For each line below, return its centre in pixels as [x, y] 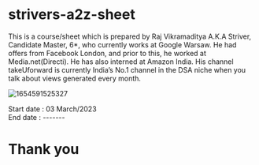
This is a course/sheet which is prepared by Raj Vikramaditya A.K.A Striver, [130, 36]
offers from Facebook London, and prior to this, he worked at [107, 53]
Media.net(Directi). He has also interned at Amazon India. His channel [121, 62]
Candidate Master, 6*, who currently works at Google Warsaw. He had [122, 44]
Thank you [44, 150]
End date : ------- [37, 117]
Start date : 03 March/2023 [52, 109]
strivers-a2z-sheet [72, 15]
